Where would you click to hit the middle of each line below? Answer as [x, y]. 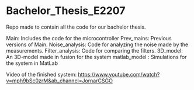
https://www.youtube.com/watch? [119, 74]
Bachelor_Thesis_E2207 [66, 11]
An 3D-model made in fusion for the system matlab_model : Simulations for [96, 57]
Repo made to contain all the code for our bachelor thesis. [76, 27]
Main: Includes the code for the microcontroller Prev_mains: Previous [89, 38]
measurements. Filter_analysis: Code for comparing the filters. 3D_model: [94, 50]
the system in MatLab [32, 63]
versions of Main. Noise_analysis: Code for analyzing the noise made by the [97, 44]
